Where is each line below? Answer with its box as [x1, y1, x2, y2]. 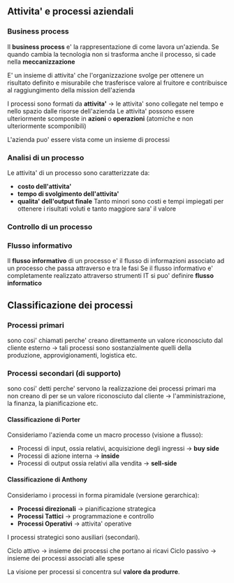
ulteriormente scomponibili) [7, 122, 87, 130]
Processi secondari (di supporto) [7, 368, 122, 378]
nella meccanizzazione [7, 57, 75, 66]
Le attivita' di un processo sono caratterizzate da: [7, 168, 150, 177]
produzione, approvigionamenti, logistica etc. [7, 351, 138, 359]
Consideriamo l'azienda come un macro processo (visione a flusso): [7, 430, 203, 440]
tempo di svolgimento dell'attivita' [17, 189, 119, 198]
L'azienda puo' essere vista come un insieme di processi [7, 135, 170, 143]
